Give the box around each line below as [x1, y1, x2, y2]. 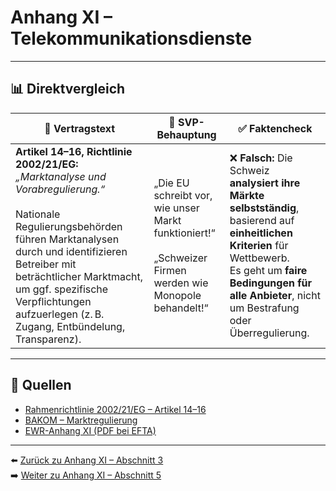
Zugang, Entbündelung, [15, 319, 126, 333]
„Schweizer [153, 251, 208, 265]
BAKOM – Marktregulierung [24, 414, 138, 426]
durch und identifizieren [15, 244, 128, 258]
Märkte [229, 188, 265, 202]
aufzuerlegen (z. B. [15, 307, 105, 321]
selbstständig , [229, 201, 300, 215]
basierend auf [229, 213, 295, 227]
